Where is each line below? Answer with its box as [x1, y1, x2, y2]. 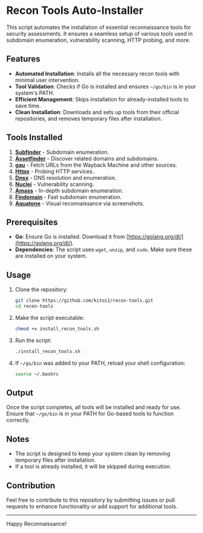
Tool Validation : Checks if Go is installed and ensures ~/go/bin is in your [14, 83, 196, 90]
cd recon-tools [14, 303, 54, 310]
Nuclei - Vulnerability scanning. [14, 180, 95, 188]
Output [6, 388, 33, 398]
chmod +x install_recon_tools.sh [14, 325, 100, 332]
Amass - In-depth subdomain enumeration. [14, 187, 124, 194]
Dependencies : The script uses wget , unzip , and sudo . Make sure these [14, 246, 192, 254]
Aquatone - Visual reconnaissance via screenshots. [14, 200, 144, 207]
